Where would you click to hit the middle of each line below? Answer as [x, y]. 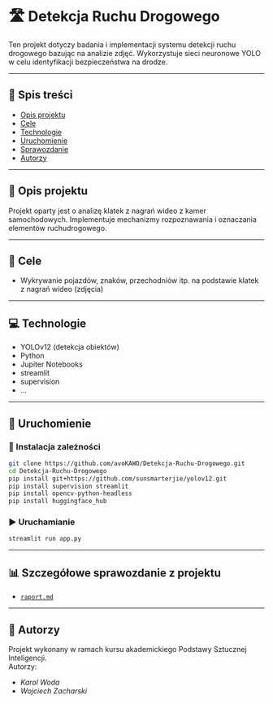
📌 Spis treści [41, 95]
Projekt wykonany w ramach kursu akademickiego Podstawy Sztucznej [128, 649]
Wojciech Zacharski [54, 691]
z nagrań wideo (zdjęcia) [62, 289]
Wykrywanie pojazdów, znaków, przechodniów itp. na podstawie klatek [139, 280]
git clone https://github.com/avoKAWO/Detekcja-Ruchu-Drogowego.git [127, 463]
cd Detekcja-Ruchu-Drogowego [58, 471]
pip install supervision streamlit [69, 486]
